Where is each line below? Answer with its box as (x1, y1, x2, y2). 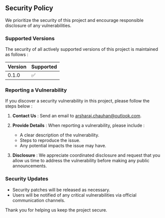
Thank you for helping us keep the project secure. (5, 207, 108, 213)
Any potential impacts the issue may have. (19, 143, 107, 149)
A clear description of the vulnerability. (19, 132, 99, 138)
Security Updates (5, 175, 49, 182)
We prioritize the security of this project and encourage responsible (5, 17, 144, 23)
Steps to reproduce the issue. (19, 137, 81, 143)
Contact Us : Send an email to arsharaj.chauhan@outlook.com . (12, 113, 142, 119)
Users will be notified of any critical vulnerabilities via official (12, 192, 137, 198)
